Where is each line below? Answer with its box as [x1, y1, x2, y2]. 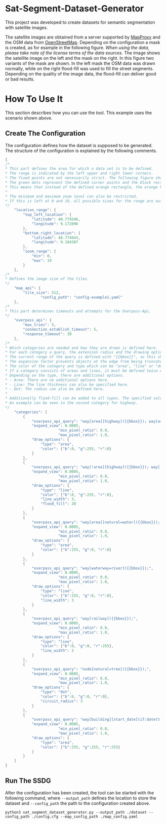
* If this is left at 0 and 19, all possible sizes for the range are [5, 198, 154, 203]
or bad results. [5, 76, 35, 82]
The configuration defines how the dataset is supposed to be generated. [5, 142, 153, 148]
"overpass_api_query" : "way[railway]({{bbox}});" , [31, 616, 138, 621]
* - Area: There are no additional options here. [5, 377, 110, 383]
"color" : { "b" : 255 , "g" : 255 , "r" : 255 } [40, 745, 121, 749]
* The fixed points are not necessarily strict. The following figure [5, 176, 154, 181]
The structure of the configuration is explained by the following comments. [5, 148, 157, 154]
